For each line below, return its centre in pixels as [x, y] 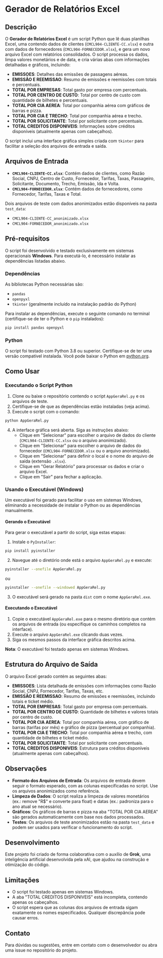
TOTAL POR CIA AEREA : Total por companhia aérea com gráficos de [81, 105]
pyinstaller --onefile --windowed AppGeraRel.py [55, 587]
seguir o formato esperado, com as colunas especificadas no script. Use [85, 785]
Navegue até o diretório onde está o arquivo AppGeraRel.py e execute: [82, 560]
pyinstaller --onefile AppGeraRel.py [43, 569]
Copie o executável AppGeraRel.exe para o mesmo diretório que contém [84, 619]
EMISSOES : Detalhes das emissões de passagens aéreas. [70, 74]
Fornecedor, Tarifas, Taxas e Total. [47, 194]
